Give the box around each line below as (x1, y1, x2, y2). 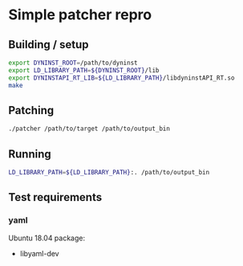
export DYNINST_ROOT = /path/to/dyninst (8, 59, 138, 67)
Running (8, 147, 52, 161)
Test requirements (8, 190, 103, 204)
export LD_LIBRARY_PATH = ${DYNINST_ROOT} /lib (8, 66, 160, 74)
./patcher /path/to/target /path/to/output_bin (8, 125, 171, 133)
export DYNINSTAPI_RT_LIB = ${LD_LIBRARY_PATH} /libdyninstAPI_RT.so (8, 74, 235, 82)
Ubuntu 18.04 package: (8, 233, 86, 243)
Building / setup (8, 38, 89, 51)
